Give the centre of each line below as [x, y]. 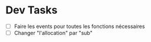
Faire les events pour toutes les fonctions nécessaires [79, 26]
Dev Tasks [32, 10]
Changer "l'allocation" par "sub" [53, 33]
